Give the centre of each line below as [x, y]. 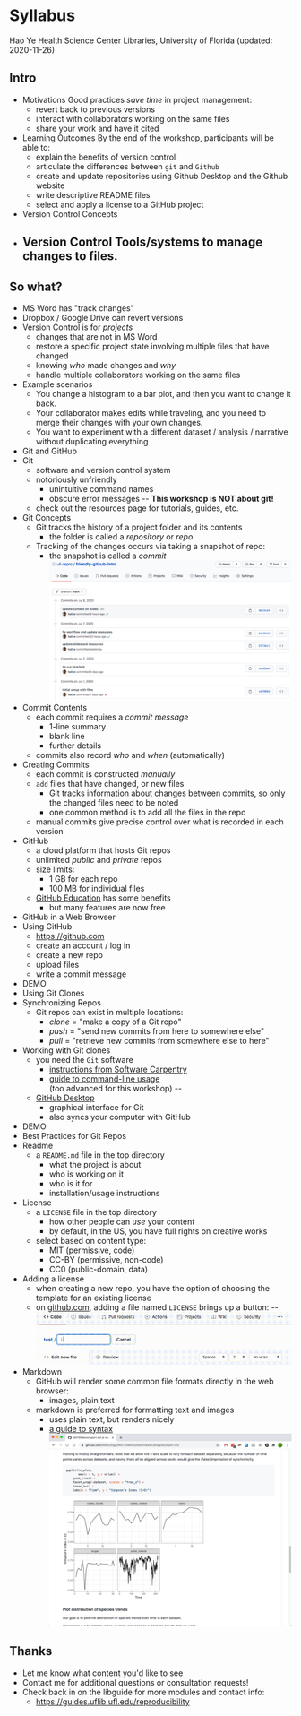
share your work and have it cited [97, 128]
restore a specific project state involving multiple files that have [153, 346]
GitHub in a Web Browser [69, 917]
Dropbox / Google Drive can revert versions [103, 317]
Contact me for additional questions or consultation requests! [135, 1682]
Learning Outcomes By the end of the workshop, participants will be [148, 138]
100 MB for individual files [97, 888]
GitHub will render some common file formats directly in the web [155, 1381]
